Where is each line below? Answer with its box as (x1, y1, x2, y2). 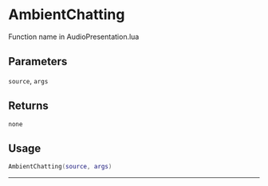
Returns (8, 99, 49, 113)
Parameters (8, 55, 68, 68)
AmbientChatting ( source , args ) (8, 163, 112, 171)
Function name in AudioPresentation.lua (8, 32, 140, 41)
